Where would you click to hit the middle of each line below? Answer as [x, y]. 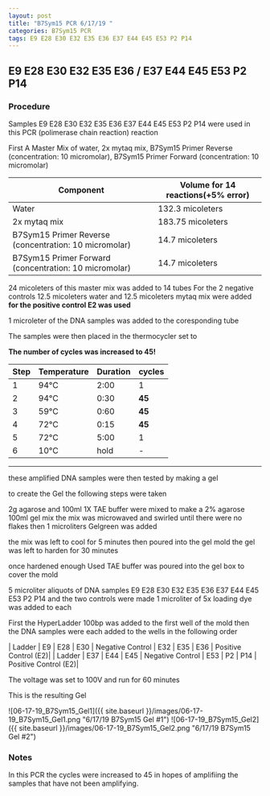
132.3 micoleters [190, 208]
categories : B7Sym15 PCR [50, 31]
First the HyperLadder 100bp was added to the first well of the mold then [129, 623]
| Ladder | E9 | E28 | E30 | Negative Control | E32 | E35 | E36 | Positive [125, 647]
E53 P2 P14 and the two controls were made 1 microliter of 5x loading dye [130, 598]
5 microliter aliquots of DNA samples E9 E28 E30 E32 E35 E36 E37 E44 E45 [134, 590]
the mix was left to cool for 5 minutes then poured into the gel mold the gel [132, 542]
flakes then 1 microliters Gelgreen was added [83, 526]
